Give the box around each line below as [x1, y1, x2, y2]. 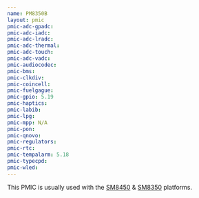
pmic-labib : [7, 106, 41, 113]
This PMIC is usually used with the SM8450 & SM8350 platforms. [7, 183, 193, 191]
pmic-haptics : [7, 100, 48, 107]
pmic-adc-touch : [7, 49, 54, 56]
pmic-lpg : [7, 112, 36, 119]
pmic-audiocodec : [7, 61, 57, 68]
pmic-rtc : [7, 145, 36, 152]
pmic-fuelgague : [7, 87, 54, 94]
